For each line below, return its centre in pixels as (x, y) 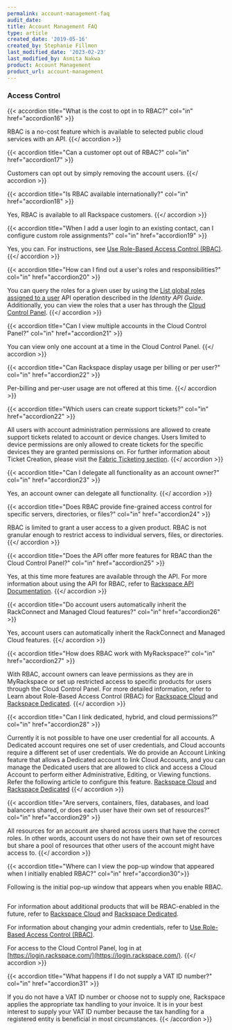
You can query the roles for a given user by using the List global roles (106, 290)
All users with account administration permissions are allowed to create (109, 429)
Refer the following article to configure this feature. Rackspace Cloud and (112, 781)
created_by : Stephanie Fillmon (52, 46)
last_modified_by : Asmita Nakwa (54, 59)
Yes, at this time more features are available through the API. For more (107, 576)
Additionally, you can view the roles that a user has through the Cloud (106, 305)
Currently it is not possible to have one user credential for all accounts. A (111, 737)
